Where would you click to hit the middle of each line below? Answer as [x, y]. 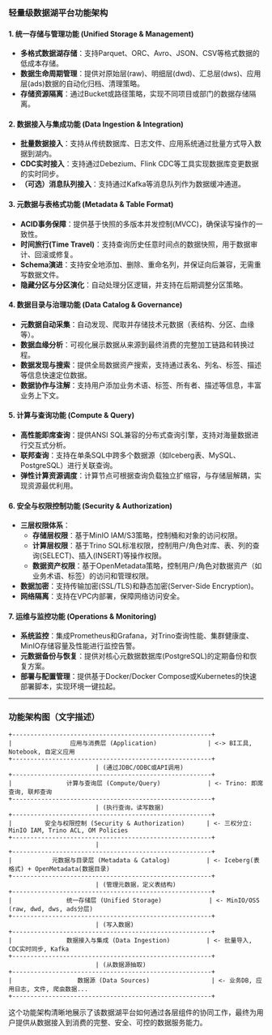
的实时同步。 [41, 174]
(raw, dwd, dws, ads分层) [51, 909]
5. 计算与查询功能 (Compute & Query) [72, 415]
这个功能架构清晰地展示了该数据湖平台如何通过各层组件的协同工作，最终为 [132, 1012]
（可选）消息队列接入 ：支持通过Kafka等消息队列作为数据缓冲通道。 [132, 184]
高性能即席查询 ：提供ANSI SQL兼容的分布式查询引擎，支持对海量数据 [136, 435]
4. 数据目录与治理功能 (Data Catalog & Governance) [96, 305]
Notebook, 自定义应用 [42, 752]
